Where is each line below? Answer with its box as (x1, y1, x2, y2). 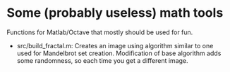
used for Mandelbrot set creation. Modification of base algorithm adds (16, 49, 222, 57)
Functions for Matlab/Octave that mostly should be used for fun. (6, 28, 193, 36)
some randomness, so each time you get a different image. (16, 56, 188, 64)
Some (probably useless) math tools (6, 5, 224, 21)
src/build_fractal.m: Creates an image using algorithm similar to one (16, 41, 214, 50)
